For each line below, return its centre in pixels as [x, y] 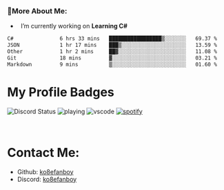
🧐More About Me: [37, 11]
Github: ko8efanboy [45, 171]
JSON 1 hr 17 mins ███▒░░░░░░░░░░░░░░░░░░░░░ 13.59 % [112, 45]
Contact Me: [43, 152]
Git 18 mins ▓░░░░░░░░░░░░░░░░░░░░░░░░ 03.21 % [112, 58]
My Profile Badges [61, 92]
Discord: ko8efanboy [47, 179]
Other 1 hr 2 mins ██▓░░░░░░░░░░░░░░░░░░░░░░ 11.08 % [112, 52]
